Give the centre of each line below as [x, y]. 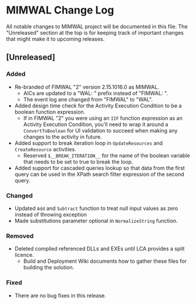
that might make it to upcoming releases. [55, 39]
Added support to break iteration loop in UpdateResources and [89, 143]
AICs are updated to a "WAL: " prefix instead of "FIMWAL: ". [96, 93]
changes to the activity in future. [62, 137]
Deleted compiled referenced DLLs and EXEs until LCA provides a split [99, 249]
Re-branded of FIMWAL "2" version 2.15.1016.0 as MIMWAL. [87, 87]
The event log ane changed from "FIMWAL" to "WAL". [88, 99]
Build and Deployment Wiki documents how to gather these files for [105, 261]
